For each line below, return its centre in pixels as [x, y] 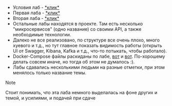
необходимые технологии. [42, 35]
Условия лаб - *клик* [36, 7]
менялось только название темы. [50, 73]
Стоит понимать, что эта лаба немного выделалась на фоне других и [81, 92]
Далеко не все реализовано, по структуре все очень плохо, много [86, 40]
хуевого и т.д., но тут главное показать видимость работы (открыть [88, 45]
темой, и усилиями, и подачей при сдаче [51, 98]
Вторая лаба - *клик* [36, 18]
